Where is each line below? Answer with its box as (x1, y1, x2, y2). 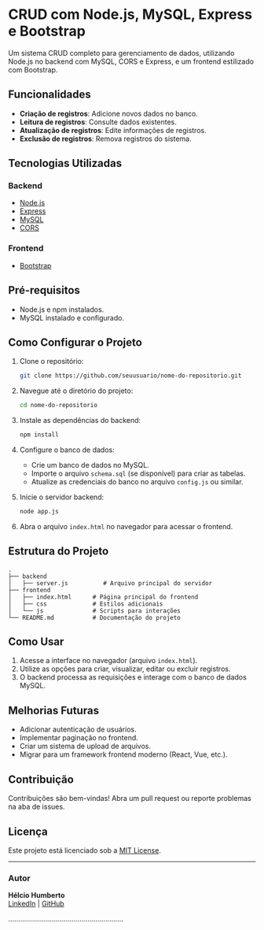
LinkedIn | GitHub (8, 899, 64, 909)
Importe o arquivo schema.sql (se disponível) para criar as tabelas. (31, 469, 246, 478)
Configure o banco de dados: (19, 445, 115, 454)
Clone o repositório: (19, 357, 84, 366)
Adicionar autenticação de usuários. (19, 724, 137, 734)
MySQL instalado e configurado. (19, 313, 124, 322)
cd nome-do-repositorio (19, 402, 98, 409)
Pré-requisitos (8, 283, 81, 297)
